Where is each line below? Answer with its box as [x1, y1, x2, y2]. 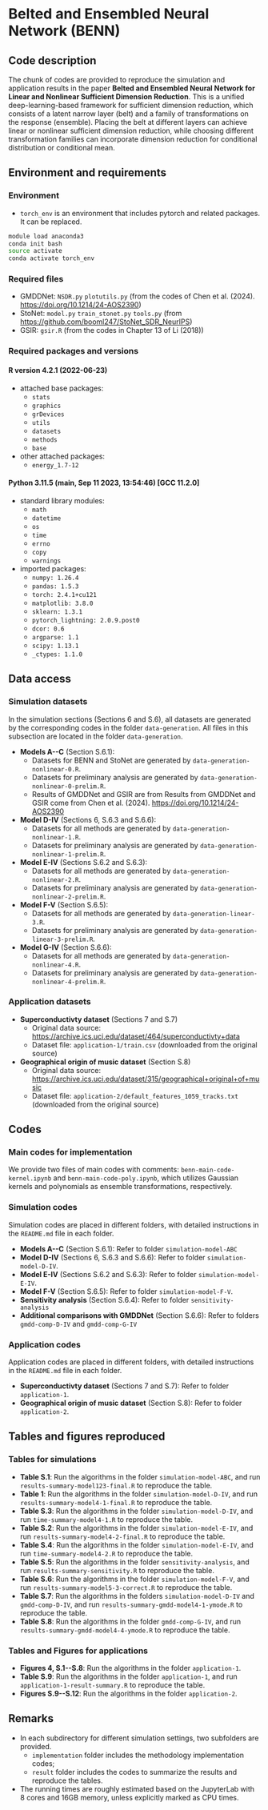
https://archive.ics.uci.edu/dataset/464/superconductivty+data [31, 1031, 240, 1041]
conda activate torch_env [8, 254, 94, 262]
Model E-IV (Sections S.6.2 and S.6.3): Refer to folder [19, 1269, 198, 1279]
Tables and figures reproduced [8, 1430, 166, 1444]
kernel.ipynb [8, 1175, 52, 1183]
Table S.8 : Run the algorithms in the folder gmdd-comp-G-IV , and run [19, 1616, 242, 1626]
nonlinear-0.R [31, 765, 79, 773]
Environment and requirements [8, 166, 166, 180]
